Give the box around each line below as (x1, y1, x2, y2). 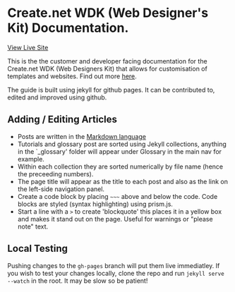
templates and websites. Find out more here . (7, 72, 138, 80)
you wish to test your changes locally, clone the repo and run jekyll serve (7, 269, 224, 277)
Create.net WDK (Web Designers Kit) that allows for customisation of (7, 64, 208, 73)
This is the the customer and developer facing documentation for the (7, 56, 207, 65)
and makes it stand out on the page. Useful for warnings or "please (17, 214, 213, 223)
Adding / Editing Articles (7, 114, 118, 126)
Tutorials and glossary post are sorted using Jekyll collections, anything (17, 140, 227, 148)
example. (17, 154, 44, 163)
